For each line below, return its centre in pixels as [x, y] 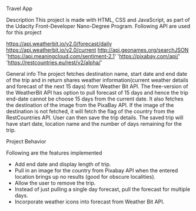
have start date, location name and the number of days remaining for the [94, 124]
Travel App [19, 9]
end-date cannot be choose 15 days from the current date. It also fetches [95, 99]
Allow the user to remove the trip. [55, 183]
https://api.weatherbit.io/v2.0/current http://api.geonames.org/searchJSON [97, 50]
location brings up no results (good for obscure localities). [85, 177]
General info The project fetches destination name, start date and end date [97, 74]
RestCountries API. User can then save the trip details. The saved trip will [95, 118]
